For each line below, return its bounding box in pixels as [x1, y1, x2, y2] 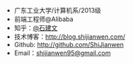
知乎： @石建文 [13, 24, 58, 32]
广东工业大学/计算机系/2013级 [13, 6, 101, 14]
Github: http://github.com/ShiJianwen [13, 41, 124, 49]
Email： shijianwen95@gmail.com [13, 49, 111, 57]
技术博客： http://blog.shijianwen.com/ [13, 32, 126, 41]
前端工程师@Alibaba [13, 15, 74, 23]
